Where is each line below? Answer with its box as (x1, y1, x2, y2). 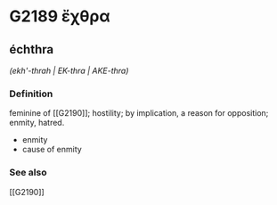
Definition (9, 87, 53, 100)
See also (9, 167, 47, 179)
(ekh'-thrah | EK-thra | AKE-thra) (9, 65, 129, 76)
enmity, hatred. (9, 118, 65, 128)
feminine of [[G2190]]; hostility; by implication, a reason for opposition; (9, 108, 269, 119)
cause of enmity (21, 144, 82, 155)
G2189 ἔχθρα (9, 6, 110, 27)
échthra (9, 42, 54, 57)
